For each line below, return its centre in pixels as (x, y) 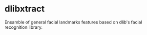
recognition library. (23, 27)
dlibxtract (25, 9)
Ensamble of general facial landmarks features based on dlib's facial (73, 22)
